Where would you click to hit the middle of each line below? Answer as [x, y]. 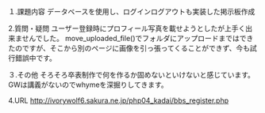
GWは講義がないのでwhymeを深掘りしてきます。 [88, 85]
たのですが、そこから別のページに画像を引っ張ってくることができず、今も [129, 48]
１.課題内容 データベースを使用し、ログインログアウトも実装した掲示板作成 [132, 11]
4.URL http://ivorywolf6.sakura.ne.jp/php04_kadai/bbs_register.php [119, 100]
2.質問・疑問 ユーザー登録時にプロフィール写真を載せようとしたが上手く [127, 28]
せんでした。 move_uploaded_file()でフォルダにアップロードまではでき [138, 38]
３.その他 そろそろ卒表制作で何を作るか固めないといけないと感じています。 [132, 75]
